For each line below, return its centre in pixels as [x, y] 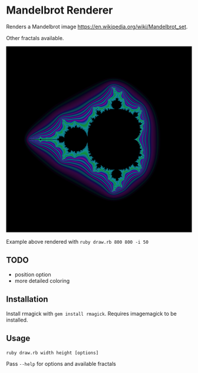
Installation [27, 300]
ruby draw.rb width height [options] [52, 353]
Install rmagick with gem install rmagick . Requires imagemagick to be [91, 313]
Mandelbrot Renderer [60, 10]
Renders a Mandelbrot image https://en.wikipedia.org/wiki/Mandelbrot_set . [97, 27]
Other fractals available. [35, 38]
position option [33, 274]
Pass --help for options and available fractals [61, 364]
